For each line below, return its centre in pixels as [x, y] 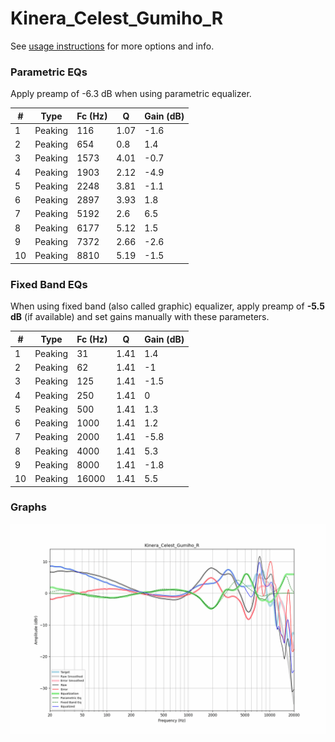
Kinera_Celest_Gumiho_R [117, 18]
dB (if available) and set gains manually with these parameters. [140, 317]
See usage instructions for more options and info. [112, 46]
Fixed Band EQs [49, 284]
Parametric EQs [49, 72]
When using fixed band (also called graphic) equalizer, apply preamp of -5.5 [167, 306]
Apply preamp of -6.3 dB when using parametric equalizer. [131, 94]
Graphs [28, 507]
